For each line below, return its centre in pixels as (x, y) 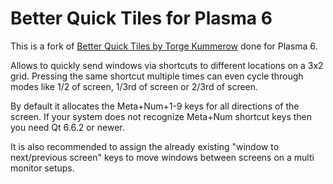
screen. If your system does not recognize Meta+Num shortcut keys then (161, 116)
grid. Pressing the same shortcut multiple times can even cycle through (157, 76)
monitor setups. (42, 168)
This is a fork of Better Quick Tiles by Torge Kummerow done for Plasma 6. (164, 46)
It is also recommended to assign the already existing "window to (145, 146)
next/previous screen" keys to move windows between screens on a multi (162, 157)
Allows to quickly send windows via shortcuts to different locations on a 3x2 (167, 65)
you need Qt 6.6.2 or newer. (67, 127)
